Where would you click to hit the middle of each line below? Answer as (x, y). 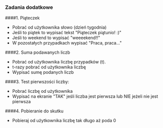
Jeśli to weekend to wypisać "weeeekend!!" (56, 38)
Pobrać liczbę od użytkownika (42, 91)
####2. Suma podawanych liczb (38, 52)
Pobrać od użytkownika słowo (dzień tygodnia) (59, 27)
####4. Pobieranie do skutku (34, 111)
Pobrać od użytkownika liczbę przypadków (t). (59, 62)
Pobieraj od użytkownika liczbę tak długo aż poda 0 (64, 121)
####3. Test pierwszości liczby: (37, 82)
